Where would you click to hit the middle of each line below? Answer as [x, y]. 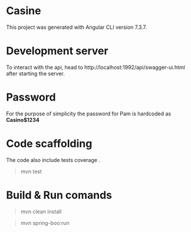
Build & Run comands [59, 195]
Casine [24, 11]
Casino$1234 [23, 120]
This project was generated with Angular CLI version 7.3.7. [77, 27]
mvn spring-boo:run [45, 223]
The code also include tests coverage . [53, 160]
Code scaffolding [49, 144]
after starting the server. [35, 73]
